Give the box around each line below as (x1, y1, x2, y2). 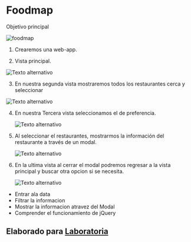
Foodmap (6, 4, 54, 17)
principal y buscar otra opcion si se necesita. (14, 168, 124, 175)
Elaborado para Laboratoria (6, 227, 108, 237)
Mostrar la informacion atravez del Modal (14, 203, 115, 210)
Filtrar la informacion (14, 197, 65, 204)
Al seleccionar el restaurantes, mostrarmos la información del (14, 132, 164, 139)
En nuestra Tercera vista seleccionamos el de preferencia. (14, 109, 156, 116)
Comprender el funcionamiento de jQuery (14, 209, 116, 216)
